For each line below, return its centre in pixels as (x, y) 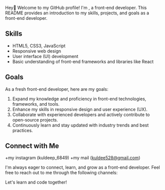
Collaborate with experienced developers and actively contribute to (81, 115)
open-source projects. (35, 120)
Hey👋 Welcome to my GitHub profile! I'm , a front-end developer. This (76, 8)
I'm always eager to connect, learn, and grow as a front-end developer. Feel (82, 167)
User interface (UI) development (45, 56)
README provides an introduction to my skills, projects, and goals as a (77, 13)
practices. (23, 130)
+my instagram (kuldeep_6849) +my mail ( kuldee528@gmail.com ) (73, 158)
